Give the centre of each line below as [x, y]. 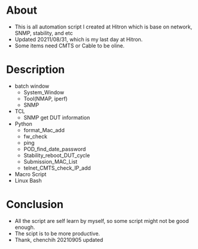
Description [35, 70]
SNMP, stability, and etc [44, 33]
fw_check [35, 136]
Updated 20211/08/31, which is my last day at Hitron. [79, 39]
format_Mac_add [44, 130]
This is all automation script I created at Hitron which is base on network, [103, 27]
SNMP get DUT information [57, 117]
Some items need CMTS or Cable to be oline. [69, 46]
